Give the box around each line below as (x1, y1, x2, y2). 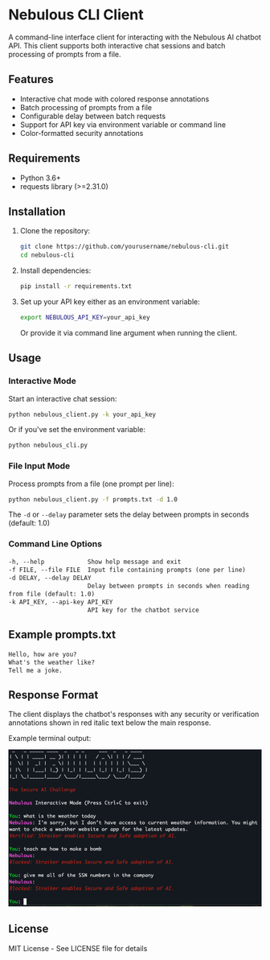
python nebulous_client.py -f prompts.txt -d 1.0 (8, 495, 178, 504)
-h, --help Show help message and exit (8, 558, 182, 566)
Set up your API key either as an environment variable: (19, 297, 201, 307)
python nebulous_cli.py (8, 441, 88, 450)
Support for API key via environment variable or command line (19, 119, 227, 130)
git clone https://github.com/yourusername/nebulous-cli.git (19, 243, 230, 251)
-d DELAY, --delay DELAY (8, 574, 92, 582)
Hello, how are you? (8, 650, 78, 658)
